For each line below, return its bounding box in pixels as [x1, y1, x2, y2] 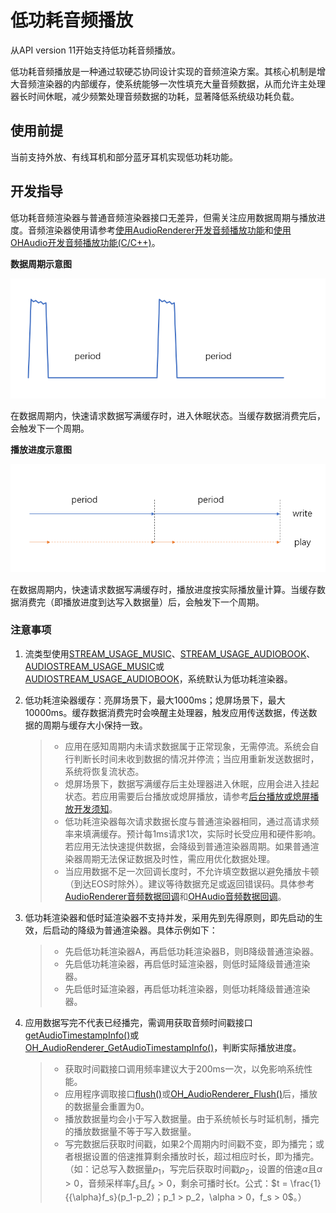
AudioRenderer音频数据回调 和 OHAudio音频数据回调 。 [64, 890, 287, 902]
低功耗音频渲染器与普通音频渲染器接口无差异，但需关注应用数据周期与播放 [10, 211, 317, 223]
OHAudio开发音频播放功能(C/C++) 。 [10, 236, 161, 248]
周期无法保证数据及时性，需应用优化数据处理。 [82, 852, 276, 865]
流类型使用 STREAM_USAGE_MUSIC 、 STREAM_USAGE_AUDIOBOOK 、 [24, 647, 316, 660]
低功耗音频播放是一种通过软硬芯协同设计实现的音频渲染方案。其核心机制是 [10, 65, 317, 77]
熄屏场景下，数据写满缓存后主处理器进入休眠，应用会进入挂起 [64, 777, 320, 790]
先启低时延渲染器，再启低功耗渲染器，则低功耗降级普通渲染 [64, 982, 311, 995]
